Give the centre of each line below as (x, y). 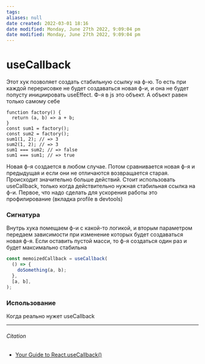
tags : (13, 12)
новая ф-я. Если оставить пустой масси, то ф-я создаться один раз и (97, 241)
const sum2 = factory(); (38, 134)
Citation (16, 336)
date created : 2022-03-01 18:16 (47, 23)
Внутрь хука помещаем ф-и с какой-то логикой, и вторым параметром (99, 228)
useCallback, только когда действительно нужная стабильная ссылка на (101, 186)
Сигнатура (23, 214)
